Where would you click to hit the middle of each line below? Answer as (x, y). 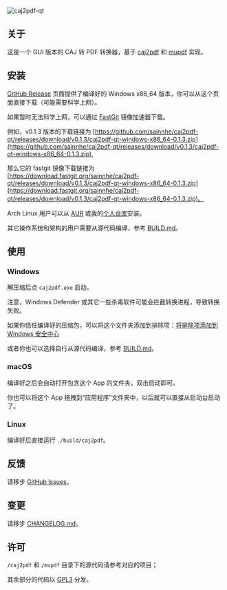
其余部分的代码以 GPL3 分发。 (50, 580)
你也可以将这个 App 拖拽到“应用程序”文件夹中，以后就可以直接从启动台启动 (114, 397)
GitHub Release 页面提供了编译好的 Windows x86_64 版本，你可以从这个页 (113, 94)
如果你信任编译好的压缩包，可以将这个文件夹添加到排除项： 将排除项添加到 (112, 325)
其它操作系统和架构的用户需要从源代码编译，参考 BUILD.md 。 (95, 228)
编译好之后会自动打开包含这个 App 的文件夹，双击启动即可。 (93, 383)
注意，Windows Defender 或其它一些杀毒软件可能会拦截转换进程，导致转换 (113, 302)
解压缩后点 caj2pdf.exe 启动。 (50, 287)
